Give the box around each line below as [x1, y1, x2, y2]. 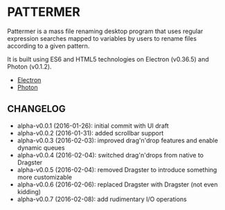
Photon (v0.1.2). [7, 62, 52, 70]
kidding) [17, 187, 42, 195]
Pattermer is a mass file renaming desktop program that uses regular [7, 27, 204, 35]
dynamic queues [17, 143, 65, 152]
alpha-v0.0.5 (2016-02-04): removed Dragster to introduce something [17, 165, 217, 173]
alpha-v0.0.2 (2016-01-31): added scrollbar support [17, 128, 164, 137]
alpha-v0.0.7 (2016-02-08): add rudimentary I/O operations [17, 195, 187, 203]
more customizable [17, 173, 73, 181]
